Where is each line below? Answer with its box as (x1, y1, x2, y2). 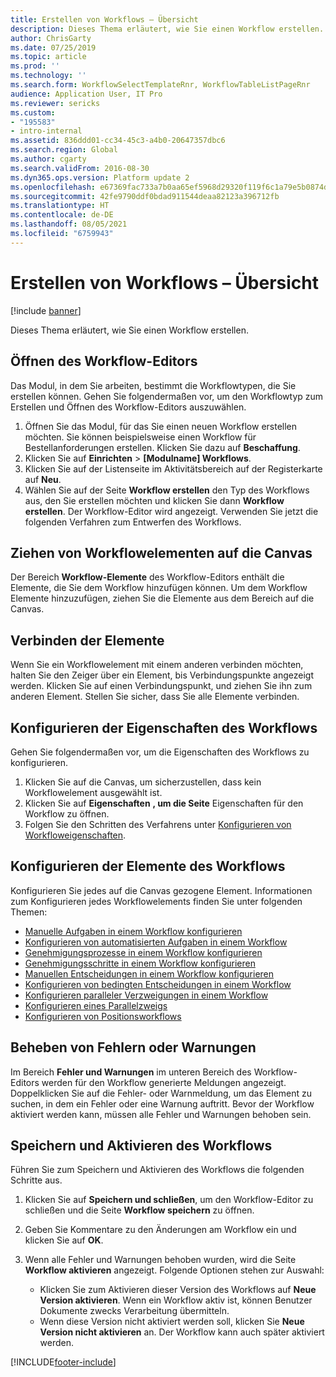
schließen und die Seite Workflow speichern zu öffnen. (24, 1204, 255, 1216)
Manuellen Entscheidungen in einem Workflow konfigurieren (24, 967, 275, 980)
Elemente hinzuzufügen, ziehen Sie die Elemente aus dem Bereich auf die (10, 592, 315, 605)
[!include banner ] (10, 304, 82, 316)
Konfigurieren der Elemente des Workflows (10, 858, 286, 875)
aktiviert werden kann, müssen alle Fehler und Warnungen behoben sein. (10, 1108, 312, 1120)
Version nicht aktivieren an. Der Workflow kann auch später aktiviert (39, 1326, 325, 1338)
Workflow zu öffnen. (24, 807, 110, 820)
